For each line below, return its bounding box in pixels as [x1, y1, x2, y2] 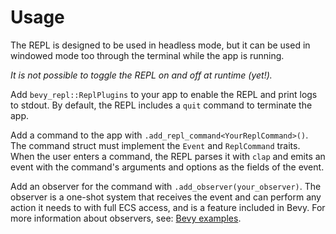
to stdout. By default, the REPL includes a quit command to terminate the [10, 99, 313, 111]
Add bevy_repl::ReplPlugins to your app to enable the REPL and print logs [10, 88, 318, 100]
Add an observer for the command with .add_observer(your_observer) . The [10, 180, 322, 192]
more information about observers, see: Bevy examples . [10, 212, 242, 224]
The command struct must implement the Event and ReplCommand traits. [10, 139, 301, 151]
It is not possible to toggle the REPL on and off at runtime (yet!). [10, 69, 273, 81]
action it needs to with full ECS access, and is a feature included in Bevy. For [10, 201, 326, 213]
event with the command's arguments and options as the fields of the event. [10, 161, 325, 173]
